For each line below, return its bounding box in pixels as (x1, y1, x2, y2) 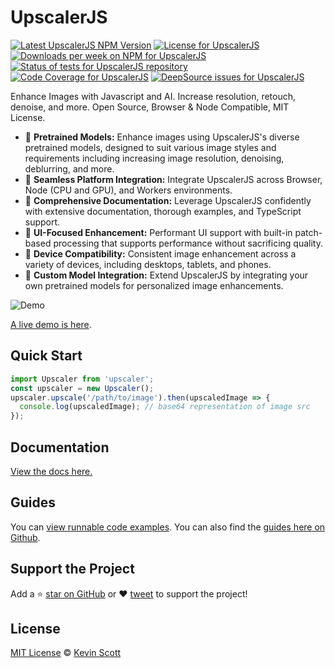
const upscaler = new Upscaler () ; (10, 383, 155, 393)
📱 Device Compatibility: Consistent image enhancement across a (24, 247, 297, 260)
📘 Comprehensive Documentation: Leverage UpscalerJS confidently (24, 194, 312, 206)
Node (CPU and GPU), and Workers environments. (24, 184, 233, 196)
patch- (294, 226, 323, 238)
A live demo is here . (10, 318, 92, 330)
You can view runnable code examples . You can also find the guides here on (10, 521, 326, 533)
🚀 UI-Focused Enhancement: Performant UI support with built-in (24, 226, 293, 238)
